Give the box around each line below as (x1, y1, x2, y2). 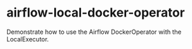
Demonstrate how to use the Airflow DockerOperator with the (6, 28, 182, 36)
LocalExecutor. (6, 35, 49, 43)
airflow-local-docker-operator (6, 5, 185, 21)
